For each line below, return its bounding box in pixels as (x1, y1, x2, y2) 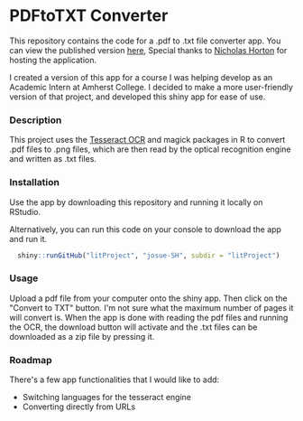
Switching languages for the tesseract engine (22, 392, 192, 402)
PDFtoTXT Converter (9, 5, 169, 26)
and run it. (9, 233, 48, 244)
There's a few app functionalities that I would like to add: (9, 374, 220, 385)
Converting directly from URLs (22, 401, 136, 412)
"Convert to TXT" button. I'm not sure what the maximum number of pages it (9, 302, 294, 313)
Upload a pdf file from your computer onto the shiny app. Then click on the (9, 293, 289, 304)
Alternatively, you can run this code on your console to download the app (9, 223, 282, 235)
